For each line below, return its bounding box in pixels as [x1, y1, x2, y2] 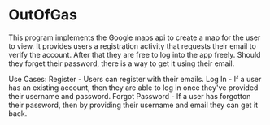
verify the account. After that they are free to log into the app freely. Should [8, 50, 261, 59]
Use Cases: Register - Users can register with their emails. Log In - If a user [8, 74, 262, 84]
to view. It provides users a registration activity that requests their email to [8, 41, 256, 50]
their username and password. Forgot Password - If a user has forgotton [8, 91, 251, 101]
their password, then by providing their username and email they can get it [8, 100, 259, 110]
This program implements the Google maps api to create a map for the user [8, 32, 261, 42]
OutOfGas [8, 6, 77, 24]
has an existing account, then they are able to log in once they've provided [8, 83, 259, 93]
